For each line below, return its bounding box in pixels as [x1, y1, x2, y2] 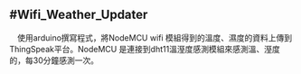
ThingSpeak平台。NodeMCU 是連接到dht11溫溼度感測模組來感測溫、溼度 [9, 43, 280, 54]
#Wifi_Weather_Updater [9, 7, 148, 23]
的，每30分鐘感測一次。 [9, 54, 99, 66]
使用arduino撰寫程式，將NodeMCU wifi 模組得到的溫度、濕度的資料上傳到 [16, 32, 293, 43]
